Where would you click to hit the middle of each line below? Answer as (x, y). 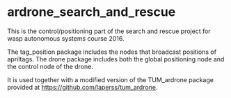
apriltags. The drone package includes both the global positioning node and (116, 59)
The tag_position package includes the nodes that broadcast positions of (112, 52)
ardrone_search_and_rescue (91, 12)
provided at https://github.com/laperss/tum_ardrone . (82, 87)
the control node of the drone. (50, 66)
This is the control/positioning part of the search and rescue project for (109, 31)
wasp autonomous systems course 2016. (66, 38)
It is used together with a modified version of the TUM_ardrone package (111, 79)
